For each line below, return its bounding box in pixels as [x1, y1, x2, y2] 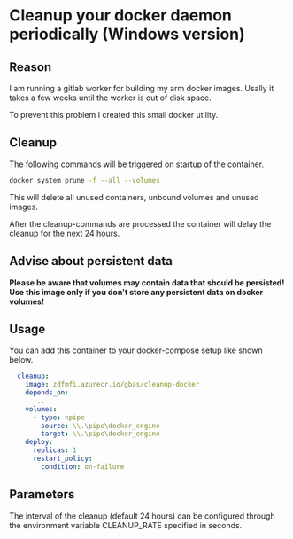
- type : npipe [32, 413, 86, 422]
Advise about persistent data [9, 254, 173, 269]
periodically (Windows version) [9, 24, 245, 44]
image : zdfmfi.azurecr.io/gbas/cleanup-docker [25, 380, 200, 389]
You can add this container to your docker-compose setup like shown [9, 345, 263, 355]
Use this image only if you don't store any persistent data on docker [9, 286, 264, 297]
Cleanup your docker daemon [9, 5, 233, 26]
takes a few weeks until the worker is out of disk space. [9, 92, 212, 103]
